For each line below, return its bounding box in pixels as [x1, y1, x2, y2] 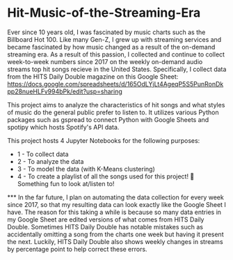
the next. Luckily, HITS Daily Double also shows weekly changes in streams [7, 237, 224, 245]
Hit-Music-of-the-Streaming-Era [7, 5, 201, 21]
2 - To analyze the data [17, 157, 84, 165]
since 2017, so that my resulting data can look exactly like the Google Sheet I [7, 200, 226, 208]
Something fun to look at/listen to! [17, 179, 115, 188]
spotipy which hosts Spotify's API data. [7, 123, 120, 131]
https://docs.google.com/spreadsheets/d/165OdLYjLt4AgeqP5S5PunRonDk [7, 79, 224, 88]
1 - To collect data [17, 150, 69, 158]
